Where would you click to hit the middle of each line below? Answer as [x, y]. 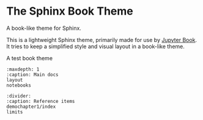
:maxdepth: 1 [23, 69]
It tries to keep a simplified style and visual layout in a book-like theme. [96, 46]
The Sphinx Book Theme [70, 11]
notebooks [19, 85]
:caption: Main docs [33, 74]
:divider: [19, 96]
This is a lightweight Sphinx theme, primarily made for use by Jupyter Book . [102, 40]
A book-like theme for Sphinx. [44, 28]
